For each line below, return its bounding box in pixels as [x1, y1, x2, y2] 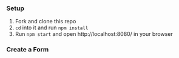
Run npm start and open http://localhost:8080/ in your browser [15, 30, 173, 38]
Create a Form [6, 45, 49, 54]
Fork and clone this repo [15, 18, 76, 25]
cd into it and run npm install [15, 24, 89, 31]
